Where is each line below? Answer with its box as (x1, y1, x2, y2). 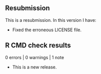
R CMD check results (5, 41, 71, 50)
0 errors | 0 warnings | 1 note (5, 54, 64, 60)
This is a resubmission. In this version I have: (5, 17, 97, 23)
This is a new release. (12, 64, 57, 70)
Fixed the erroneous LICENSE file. (12, 27, 82, 33)
